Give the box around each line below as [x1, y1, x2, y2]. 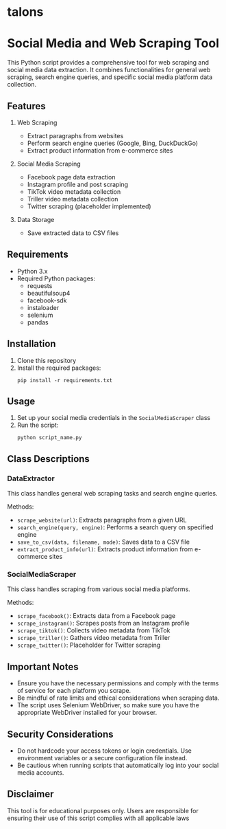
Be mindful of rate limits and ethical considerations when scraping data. [16, 694, 220, 702]
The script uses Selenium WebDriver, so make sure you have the [16, 701, 200, 709]
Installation [7, 338, 56, 350]
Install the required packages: [16, 364, 101, 372]
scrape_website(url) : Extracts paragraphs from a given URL [16, 516, 187, 524]
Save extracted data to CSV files [27, 228, 119, 237]
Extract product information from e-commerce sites [27, 146, 173, 155]
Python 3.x [16, 267, 48, 275]
